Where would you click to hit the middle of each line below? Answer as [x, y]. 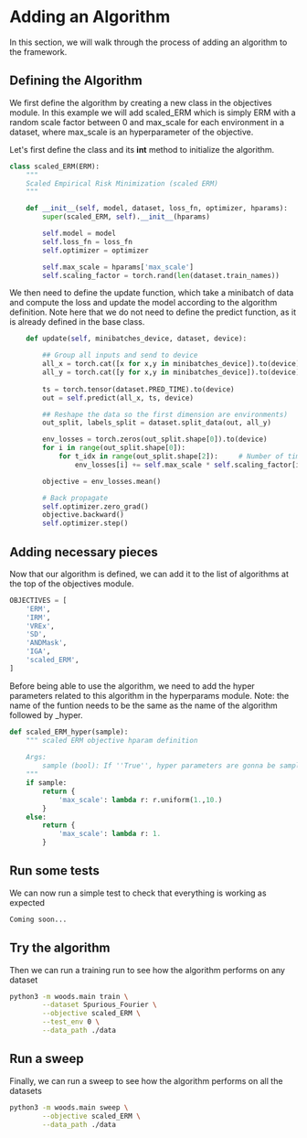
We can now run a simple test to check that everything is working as [138, 893]
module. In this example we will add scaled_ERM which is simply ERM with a [153, 113]
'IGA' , [38, 651]
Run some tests [55, 871]
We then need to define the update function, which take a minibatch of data [152, 293]
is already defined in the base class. [77, 322]
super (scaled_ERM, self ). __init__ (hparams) [126, 217]
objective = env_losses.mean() [102, 481]
